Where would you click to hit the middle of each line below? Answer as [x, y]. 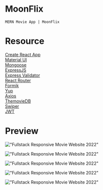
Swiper [12, 106]
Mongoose [16, 65]
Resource [25, 41]
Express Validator [23, 75]
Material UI [16, 60]
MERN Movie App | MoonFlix [32, 22]
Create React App [23, 54]
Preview [22, 131]
